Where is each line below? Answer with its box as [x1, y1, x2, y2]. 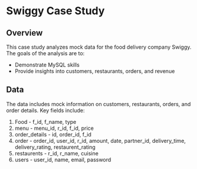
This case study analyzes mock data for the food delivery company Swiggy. [6, 43, 192, 50]
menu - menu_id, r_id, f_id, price [14, 125, 94, 132]
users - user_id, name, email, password [14, 156, 112, 163]
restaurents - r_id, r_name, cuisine [14, 149, 99, 157]
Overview [6, 28, 43, 38]
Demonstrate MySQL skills [14, 61, 80, 68]
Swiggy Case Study [6, 4, 105, 18]
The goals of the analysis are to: [6, 50, 85, 57]
